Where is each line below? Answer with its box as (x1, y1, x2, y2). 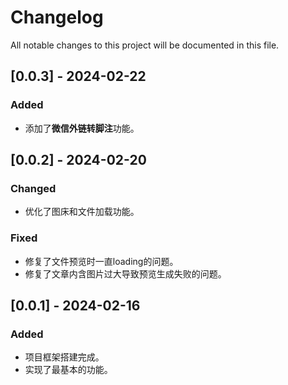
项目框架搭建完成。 (24, 351, 105, 363)
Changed (10, 181, 57, 195)
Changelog (10, 6, 104, 29)
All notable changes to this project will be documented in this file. (10, 39, 280, 51)
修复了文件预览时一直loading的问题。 (24, 255, 179, 267)
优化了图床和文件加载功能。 (24, 206, 140, 218)
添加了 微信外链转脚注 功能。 (24, 122, 140, 134)
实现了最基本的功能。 (24, 364, 113, 376)
